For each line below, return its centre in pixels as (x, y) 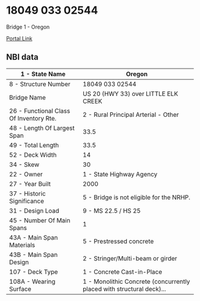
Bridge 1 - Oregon (28, 27)
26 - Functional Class (40, 111)
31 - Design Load (34, 210)
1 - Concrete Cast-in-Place (122, 272)
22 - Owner (26, 174)
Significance (27, 201)
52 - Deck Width (33, 154)
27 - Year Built (30, 184)
